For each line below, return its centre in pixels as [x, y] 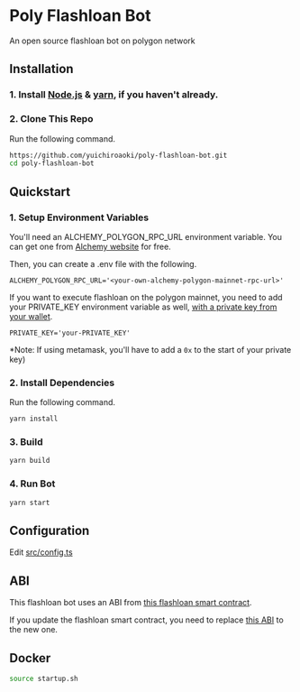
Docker [30, 658]
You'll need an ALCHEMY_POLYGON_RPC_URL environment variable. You [145, 236]
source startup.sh [44, 678]
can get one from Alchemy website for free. [90, 246]
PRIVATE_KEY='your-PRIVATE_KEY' [70, 333]
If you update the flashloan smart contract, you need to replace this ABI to [146, 620]
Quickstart [40, 192]
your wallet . [31, 316]
